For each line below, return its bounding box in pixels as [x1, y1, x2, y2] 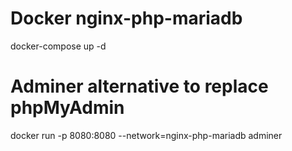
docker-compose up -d [10, 40, 107, 52]
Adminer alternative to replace [10, 75, 269, 98]
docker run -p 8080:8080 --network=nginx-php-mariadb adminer [10, 129, 283, 141]
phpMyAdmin [10, 97, 125, 119]
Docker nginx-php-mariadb [10, 7, 243, 30]
